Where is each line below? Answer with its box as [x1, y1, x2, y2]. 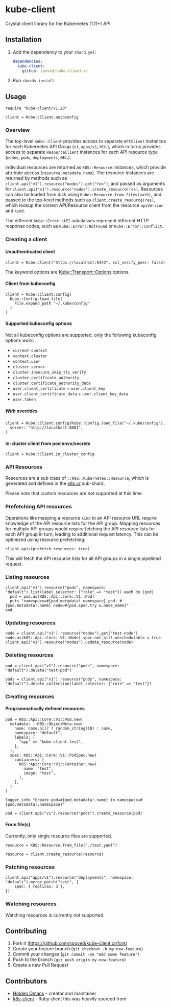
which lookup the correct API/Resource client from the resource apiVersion [5, 202, 164, 208]
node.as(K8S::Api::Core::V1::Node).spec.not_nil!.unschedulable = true [5, 635, 161, 641]
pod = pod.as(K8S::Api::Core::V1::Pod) [10, 594, 95, 599]
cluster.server [12, 364, 45, 370]
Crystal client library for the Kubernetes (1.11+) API [5, 20, 111, 27]
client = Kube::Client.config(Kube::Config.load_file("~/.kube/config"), [5, 420, 166, 426]
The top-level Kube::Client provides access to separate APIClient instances [5, 138, 166, 144]
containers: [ [14, 757, 44, 762]
